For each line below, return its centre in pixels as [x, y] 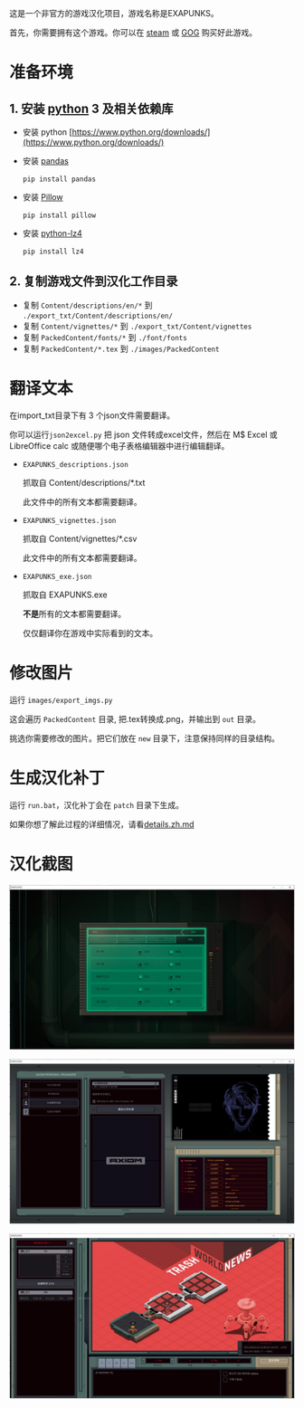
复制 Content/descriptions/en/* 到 [87, 305]
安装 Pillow [43, 197]
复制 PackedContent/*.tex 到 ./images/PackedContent [121, 348]
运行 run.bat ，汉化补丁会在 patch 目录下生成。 [96, 804]
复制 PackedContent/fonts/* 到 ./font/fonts [104, 337]
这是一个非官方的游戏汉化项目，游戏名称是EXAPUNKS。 [114, 13]
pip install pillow [59, 215]
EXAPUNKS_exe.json [57, 576]
